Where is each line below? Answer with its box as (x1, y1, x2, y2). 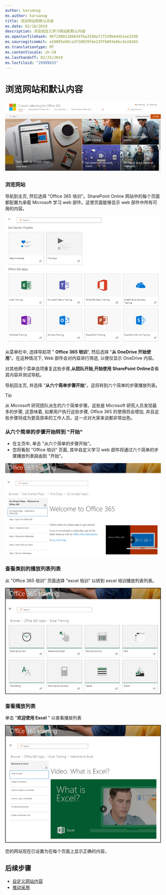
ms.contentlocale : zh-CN (5, 50, 56, 54)
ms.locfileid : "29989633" (5, 60, 58, 65)
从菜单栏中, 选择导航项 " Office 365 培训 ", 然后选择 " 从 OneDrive (5, 349, 137, 355)
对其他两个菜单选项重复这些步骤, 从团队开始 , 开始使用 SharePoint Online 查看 (5, 366, 159, 371)
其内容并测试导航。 (5, 371, 44, 377)
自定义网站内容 (12, 878, 43, 884)
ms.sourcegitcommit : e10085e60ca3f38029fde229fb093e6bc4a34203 (5, 40, 138, 45)
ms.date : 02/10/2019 (5, 24, 48, 29)
